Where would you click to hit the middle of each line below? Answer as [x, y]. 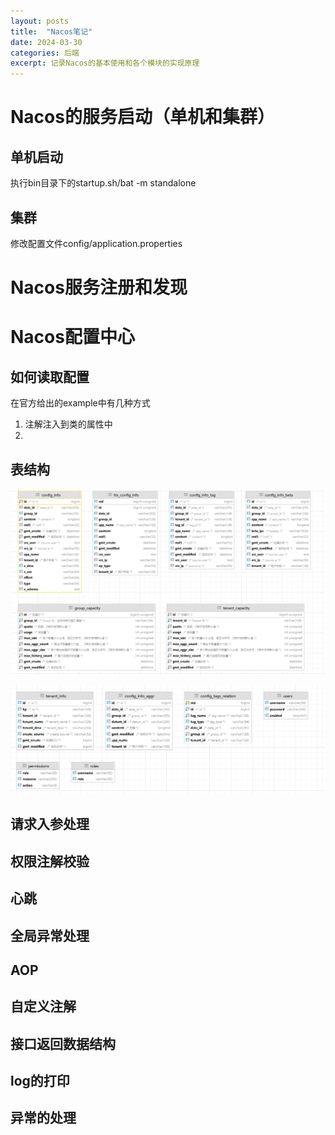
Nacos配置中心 [72, 337]
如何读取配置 [50, 376]
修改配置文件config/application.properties [96, 243]
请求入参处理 [50, 824]
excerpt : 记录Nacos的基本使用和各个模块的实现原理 [105, 63]
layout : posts [40, 21]
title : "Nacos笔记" [51, 31]
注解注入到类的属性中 [68, 424]
